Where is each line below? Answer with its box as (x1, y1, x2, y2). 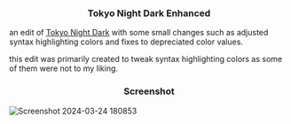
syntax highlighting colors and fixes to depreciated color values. (9, 36, 244, 47)
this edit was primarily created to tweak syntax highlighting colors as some (9, 54, 283, 65)
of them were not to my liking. (9, 63, 118, 74)
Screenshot (123, 85, 175, 97)
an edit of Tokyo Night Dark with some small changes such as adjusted (9, 27, 269, 38)
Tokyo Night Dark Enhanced (87, 7, 211, 19)
